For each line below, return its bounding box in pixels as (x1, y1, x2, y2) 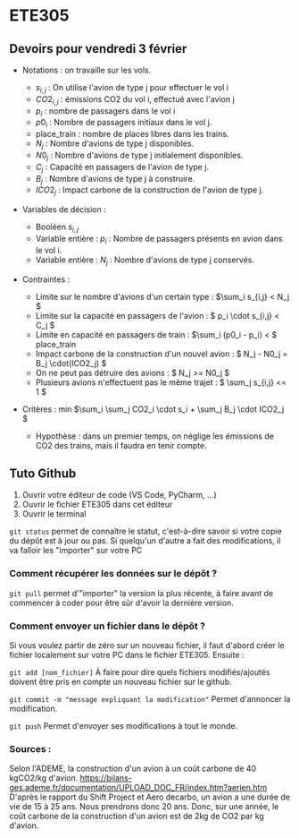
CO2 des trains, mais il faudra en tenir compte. (35, 440, 207, 450)
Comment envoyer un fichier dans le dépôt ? (9, 620, 205, 632)
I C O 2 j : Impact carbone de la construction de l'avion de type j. (35, 184, 264, 198)
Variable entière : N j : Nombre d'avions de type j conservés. (35, 254, 254, 267)
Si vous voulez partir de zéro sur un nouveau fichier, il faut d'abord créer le (9, 639, 285, 650)
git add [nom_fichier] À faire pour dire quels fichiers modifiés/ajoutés (9, 666, 270, 677)
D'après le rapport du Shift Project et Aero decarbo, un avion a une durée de (9, 791, 290, 802)
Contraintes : (21, 274, 71, 285)
